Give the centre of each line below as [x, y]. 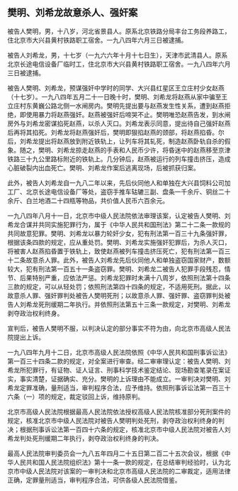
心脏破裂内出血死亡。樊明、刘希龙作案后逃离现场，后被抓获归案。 [103, 167]
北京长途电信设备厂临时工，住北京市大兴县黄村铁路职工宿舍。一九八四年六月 [119, 64]
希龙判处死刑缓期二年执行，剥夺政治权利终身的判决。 [85, 438]
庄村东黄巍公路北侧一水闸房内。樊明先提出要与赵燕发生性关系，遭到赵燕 [119, 106]
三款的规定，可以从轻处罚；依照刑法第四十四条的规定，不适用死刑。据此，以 [119, 287]
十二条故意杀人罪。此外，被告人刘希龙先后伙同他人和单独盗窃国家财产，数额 [119, 260]
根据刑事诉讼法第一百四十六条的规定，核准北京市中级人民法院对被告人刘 [125, 429]
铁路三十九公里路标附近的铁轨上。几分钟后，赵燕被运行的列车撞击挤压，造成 [119, 159]
